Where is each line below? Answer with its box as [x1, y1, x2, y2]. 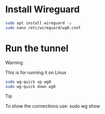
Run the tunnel [5, 42, 69, 54]
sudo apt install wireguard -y [5, 20, 72, 26]
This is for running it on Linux [5, 69, 67, 75]
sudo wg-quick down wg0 [5, 84, 56, 89]
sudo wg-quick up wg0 [5, 79, 51, 84]
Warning [5, 59, 23, 65]
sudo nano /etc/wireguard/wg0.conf [5, 25, 81, 30]
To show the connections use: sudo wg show [5, 103, 100, 109]
